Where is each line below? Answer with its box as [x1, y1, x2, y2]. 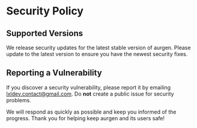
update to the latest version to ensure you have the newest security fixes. [6, 50, 188, 58]
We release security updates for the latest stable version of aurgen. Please [6, 44, 191, 51]
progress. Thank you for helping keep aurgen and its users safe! [6, 114, 165, 121]
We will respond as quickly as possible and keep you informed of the [6, 108, 177, 115]
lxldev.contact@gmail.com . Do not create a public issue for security [6, 90, 174, 97]
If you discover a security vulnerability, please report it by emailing [6, 84, 171, 91]
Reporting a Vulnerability [6, 68, 102, 78]
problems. [6, 96, 31, 103]
